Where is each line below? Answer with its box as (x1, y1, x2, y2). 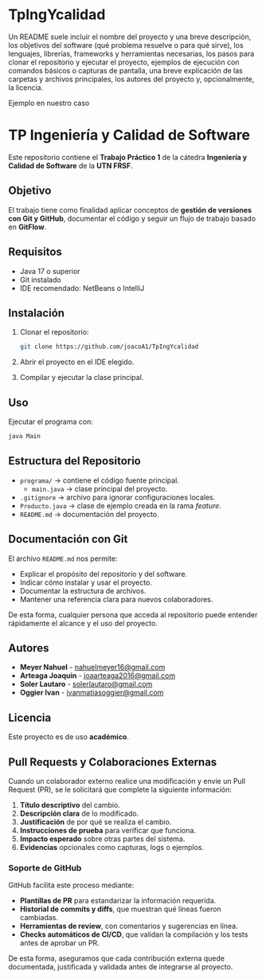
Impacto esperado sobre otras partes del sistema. (19, 834, 186, 844)
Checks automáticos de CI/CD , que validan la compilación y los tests (19, 930, 248, 939)
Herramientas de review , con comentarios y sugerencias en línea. (19, 922, 238, 931)
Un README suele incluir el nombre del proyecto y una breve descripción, (8, 32, 252, 41)
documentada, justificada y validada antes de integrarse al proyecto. (8, 962, 233, 972)
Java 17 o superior (19, 266, 80, 276)
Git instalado (19, 275, 61, 284)
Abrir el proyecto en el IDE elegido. (19, 357, 135, 367)
